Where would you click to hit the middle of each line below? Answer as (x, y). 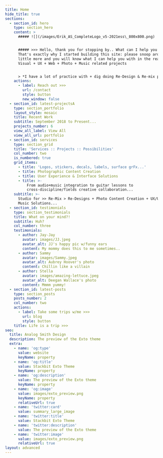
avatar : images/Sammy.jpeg (50, 258)
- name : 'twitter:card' (38, 407)
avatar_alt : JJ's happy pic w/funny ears (65, 244)
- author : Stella (35, 271)
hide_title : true (23, 14)
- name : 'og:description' (40, 376)
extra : (16, 344)
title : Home (17, 10)
